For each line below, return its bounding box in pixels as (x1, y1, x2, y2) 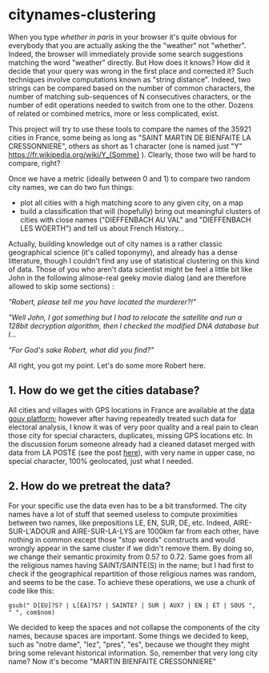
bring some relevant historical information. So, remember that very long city (8, 647, 259, 658)
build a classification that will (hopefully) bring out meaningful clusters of (19, 206, 261, 216)
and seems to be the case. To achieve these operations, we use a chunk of (8, 577, 255, 586)
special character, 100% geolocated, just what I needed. (8, 456, 194, 465)
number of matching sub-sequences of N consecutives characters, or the (8, 91, 251, 101)
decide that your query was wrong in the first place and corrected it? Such (8, 66, 254, 75)
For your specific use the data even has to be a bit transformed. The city (8, 501, 247, 510)
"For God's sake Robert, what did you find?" (8, 345, 155, 354)
